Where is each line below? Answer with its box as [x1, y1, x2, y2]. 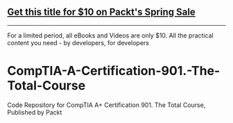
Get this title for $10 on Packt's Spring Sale [7, 6, 196, 18]
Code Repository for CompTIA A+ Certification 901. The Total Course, [7, 101, 206, 109]
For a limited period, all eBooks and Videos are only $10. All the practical [7, 31, 214, 40]
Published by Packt [7, 108, 62, 116]
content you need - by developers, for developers [7, 38, 149, 47]
